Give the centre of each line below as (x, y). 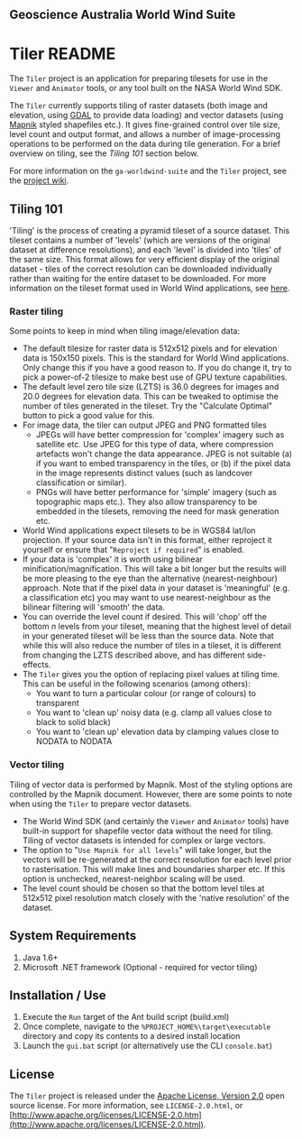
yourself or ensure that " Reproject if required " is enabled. (133, 550)
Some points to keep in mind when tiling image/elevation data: (125, 331)
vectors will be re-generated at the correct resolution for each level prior (157, 859)
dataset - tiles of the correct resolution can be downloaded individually (141, 269)
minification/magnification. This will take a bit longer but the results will (154, 569)
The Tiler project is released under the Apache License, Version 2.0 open (147, 1096)
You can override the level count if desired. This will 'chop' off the (145, 617)
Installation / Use (58, 995)
